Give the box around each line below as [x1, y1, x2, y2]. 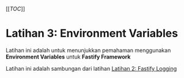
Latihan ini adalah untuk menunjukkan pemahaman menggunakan [6, 46, 171, 54]
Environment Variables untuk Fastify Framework [6, 53, 131, 60]
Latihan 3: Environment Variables [6, 27, 178, 40]
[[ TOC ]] [6, 5, 25, 12]
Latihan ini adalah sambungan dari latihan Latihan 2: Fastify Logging [6, 65, 177, 72]
